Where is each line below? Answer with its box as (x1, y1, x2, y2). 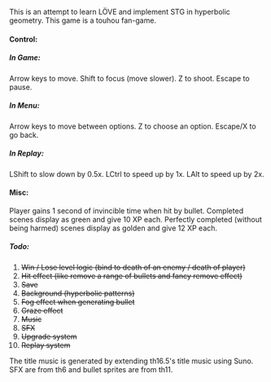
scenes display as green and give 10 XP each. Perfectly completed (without (9, 214, 263, 224)
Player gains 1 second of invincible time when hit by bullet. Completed (9, 205, 243, 215)
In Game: (9, 53, 42, 63)
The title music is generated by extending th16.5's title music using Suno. (9, 356, 254, 366)
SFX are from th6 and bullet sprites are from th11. (9, 364, 173, 374)
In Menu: (9, 101, 40, 111)
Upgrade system (20, 332, 77, 341)
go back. (9, 130, 39, 139)
